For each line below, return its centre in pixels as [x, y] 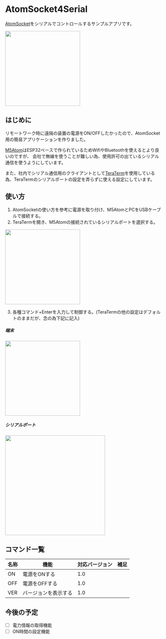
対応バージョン [95, 565]
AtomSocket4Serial [47, 9]
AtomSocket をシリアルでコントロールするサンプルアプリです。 [70, 23]
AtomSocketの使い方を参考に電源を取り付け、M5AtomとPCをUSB [80, 209]
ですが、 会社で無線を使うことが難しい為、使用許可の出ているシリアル [86, 156]
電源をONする [39, 574]
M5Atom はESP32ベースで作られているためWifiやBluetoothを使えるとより [80, 150]
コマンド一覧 [25, 549]
